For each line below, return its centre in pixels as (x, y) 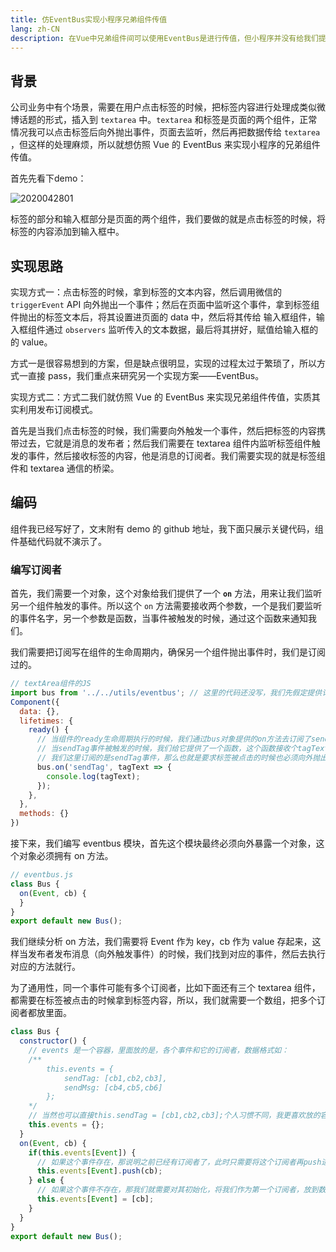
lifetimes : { (46, 721)
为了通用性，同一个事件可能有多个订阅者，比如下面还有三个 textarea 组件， (165, 988)
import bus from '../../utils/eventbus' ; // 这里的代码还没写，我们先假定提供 (166, 692)
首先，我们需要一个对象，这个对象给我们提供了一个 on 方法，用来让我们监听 (166, 593)
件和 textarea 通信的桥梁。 (65, 468)
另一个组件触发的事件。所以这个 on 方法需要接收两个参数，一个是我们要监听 (166, 606)
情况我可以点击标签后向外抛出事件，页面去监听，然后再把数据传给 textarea (165, 132)
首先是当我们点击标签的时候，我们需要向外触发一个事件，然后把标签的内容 (163, 430)
